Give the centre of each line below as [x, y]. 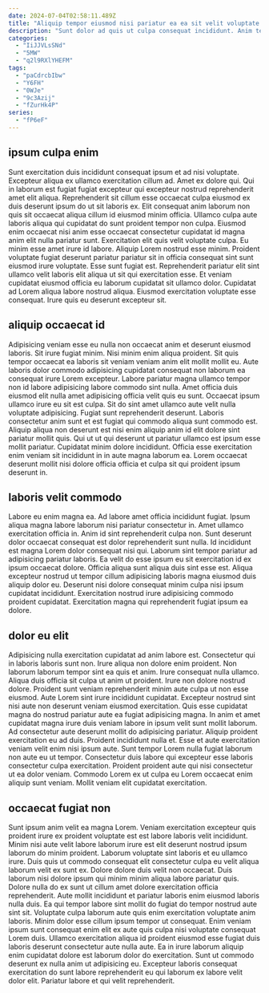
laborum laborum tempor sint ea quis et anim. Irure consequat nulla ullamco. [134, 672]
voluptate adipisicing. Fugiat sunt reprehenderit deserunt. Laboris [116, 412]
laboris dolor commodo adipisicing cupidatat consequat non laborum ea [127, 370]
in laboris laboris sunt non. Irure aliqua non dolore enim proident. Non [123, 663]
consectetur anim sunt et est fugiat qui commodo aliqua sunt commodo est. [133, 421]
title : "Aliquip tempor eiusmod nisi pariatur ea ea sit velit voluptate [134, 23]
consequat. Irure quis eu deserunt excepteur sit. [87, 300]
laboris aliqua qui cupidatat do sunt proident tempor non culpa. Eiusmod [127, 223]
